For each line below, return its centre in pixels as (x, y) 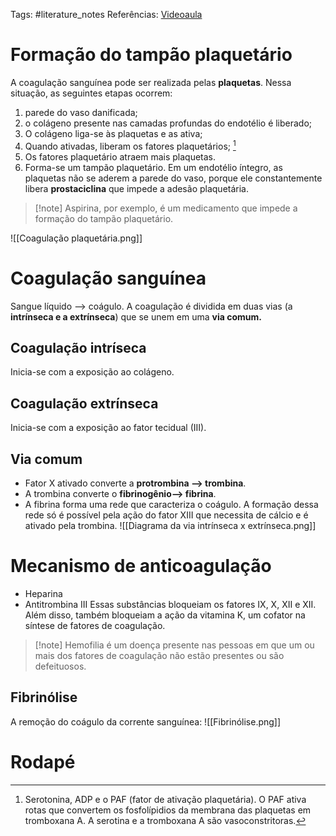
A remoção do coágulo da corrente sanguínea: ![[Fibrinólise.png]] (146, 721)
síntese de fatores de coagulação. (95, 625)
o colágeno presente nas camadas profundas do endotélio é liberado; (168, 123)
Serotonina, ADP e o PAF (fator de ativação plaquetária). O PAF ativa (165, 799)
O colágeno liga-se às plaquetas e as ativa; (113, 133)
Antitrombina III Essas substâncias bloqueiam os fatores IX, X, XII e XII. (170, 604)
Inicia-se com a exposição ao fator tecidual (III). (108, 428)
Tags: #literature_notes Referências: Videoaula (106, 14)
